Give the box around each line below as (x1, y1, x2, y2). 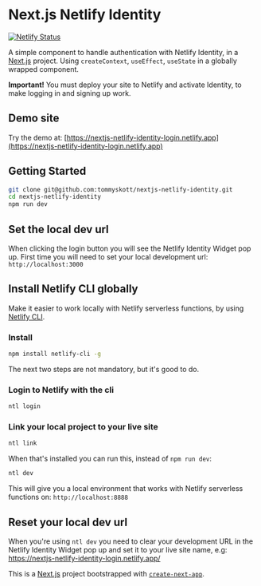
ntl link (8, 439, 37, 448)
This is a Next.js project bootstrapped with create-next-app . (8, 569, 205, 579)
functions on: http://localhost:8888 (8, 493, 129, 502)
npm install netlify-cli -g (8, 350, 102, 358)
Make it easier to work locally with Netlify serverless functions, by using (8, 303, 244, 313)
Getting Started (8, 164, 87, 178)
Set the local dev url (8, 222, 109, 236)
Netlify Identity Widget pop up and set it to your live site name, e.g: (8, 545, 228, 555)
